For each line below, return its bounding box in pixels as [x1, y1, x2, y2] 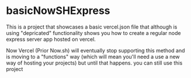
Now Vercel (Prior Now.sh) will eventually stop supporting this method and [6, 47, 185, 54]
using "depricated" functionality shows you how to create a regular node [6, 29, 181, 36]
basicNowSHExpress [6, 4, 110, 17]
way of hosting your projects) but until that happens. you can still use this [6, 59, 183, 66]
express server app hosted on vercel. [6, 36, 96, 42]
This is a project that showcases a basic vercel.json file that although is [6, 23, 178, 30]
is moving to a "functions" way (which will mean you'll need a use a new [6, 53, 180, 60]
